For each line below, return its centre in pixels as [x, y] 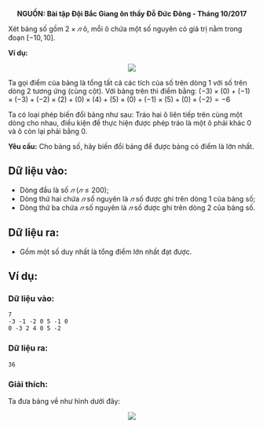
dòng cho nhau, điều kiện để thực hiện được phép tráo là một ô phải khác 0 [130, 123]
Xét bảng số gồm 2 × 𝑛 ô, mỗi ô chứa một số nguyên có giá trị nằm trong [125, 29]
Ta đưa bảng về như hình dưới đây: [64, 401]
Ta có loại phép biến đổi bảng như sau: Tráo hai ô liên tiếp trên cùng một [126, 114]
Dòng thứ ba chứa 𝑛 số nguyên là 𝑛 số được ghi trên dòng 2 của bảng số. [137, 207]
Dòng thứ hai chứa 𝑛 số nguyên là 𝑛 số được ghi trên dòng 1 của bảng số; [137, 198]
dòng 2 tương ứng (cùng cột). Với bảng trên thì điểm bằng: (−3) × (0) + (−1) [129, 91]
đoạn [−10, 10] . [32, 38]
